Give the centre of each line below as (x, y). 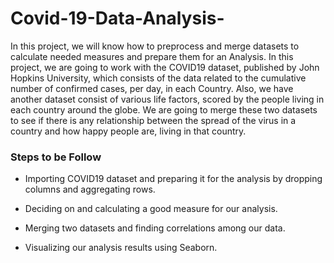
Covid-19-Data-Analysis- (117, 18)
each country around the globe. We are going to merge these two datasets (164, 109)
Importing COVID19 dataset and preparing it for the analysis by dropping (173, 179)
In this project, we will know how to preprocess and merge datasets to (155, 46)
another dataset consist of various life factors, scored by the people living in (167, 99)
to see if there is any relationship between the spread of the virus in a (153, 120)
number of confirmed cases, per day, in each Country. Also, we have (152, 88)
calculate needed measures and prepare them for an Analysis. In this (152, 56)
